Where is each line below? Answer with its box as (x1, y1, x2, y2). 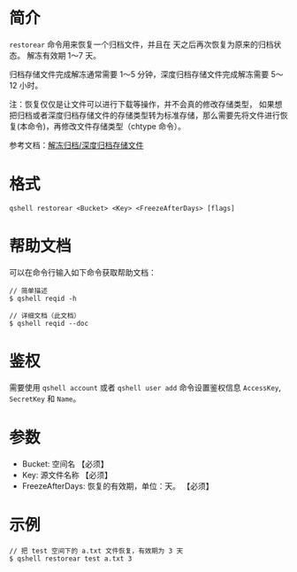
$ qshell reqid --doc (9, 319, 89, 328)
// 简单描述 (9, 286, 49, 295)
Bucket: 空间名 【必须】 (21, 458, 109, 469)
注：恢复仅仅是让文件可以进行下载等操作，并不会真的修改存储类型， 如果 (9, 98, 275, 109)
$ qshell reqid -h (9, 294, 77, 303)
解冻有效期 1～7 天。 (26, 50, 102, 60)
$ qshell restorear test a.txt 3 (9, 554, 133, 563)
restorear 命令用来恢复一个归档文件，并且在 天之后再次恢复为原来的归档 (9, 39, 274, 50)
